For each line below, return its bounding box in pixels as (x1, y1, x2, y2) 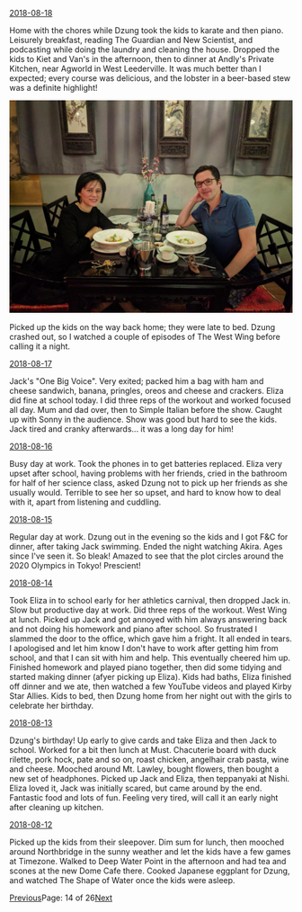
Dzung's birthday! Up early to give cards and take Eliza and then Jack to (9, 735, 277, 746)
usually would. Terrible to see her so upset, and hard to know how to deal (9, 487, 281, 497)
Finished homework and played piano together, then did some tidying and (9, 662, 282, 673)
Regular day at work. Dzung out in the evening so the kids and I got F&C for (9, 532, 289, 542)
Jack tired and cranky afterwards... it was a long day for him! (9, 424, 234, 434)
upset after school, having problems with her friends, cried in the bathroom (9, 468, 288, 478)
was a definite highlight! (9, 83, 98, 93)
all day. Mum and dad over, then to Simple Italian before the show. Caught (9, 405, 283, 415)
